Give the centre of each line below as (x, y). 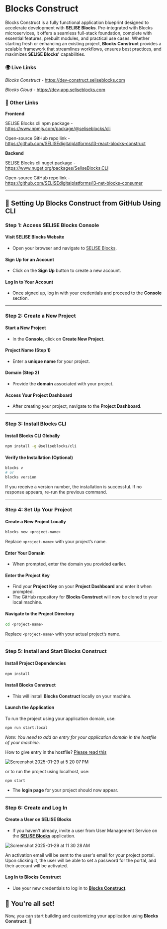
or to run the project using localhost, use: (47, 771)
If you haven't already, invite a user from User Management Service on (85, 830)
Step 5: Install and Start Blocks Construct (56, 651)
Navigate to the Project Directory (40, 614)
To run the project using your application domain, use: (60, 718)
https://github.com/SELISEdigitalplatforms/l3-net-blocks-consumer (74, 183)
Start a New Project (26, 328)
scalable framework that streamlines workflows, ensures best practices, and (83, 49)
